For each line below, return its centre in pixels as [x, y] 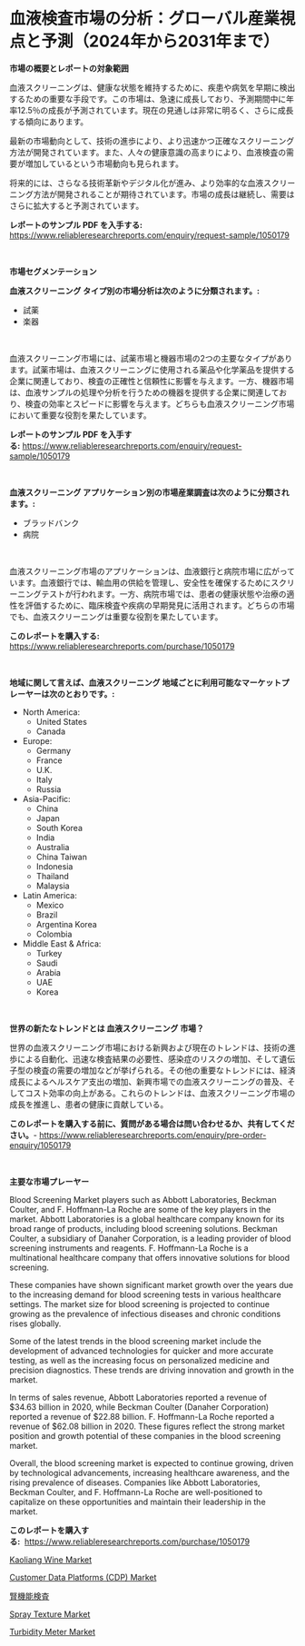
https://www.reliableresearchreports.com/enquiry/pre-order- [153, 1135]
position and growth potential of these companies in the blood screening [145, 1435]
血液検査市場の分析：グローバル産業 [144, 19]
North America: [51, 712]
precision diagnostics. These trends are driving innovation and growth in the [152, 1370]
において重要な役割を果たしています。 [80, 415]
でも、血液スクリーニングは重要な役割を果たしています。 [116, 616]
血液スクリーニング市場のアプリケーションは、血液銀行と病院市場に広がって [152, 571]
